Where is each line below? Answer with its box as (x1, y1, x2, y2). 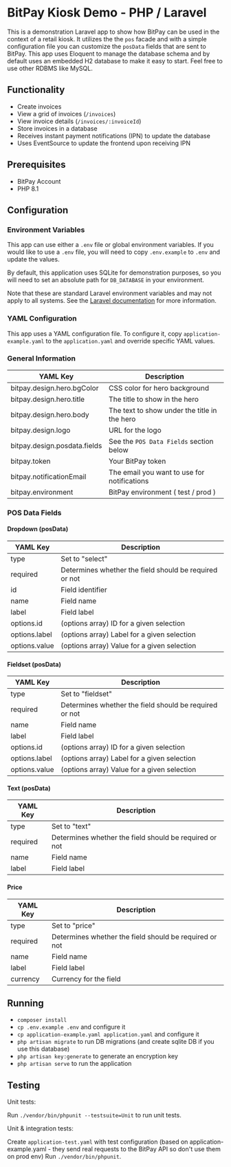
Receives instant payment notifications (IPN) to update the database (16, 131, 211, 140)
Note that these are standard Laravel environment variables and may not (7, 289, 212, 297)
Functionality (7, 84, 65, 96)
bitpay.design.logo (10, 425, 71, 435)
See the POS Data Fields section (109, 436, 214, 446)
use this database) (16, 1045, 70, 1053)
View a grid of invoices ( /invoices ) (16, 109, 116, 118)
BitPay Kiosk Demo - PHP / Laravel (7, 5, 207, 21)
